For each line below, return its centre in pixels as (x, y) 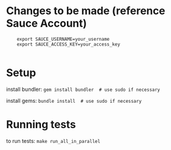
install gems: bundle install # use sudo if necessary (74, 100)
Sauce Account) (46, 23)
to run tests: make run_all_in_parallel (53, 141)
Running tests (41, 125)
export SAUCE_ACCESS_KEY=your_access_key (68, 44)
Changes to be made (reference (86, 11)
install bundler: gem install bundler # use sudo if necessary (83, 89)
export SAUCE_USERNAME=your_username (63, 39)
